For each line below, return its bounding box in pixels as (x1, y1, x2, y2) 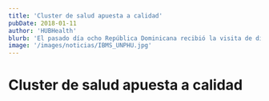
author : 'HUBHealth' (8, 26, 78, 34)
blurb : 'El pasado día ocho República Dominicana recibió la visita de (8, 34, 252, 42)
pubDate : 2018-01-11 (8, 19, 78, 27)
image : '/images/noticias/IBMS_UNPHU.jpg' (8, 42, 152, 50)
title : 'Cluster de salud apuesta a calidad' (8, 11, 163, 20)
